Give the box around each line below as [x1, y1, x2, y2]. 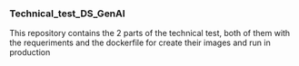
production [9, 47, 51, 58]
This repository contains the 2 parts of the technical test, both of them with [9, 28, 291, 39]
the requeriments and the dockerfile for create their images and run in [9, 37, 271, 48]
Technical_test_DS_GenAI [9, 7, 125, 20]
